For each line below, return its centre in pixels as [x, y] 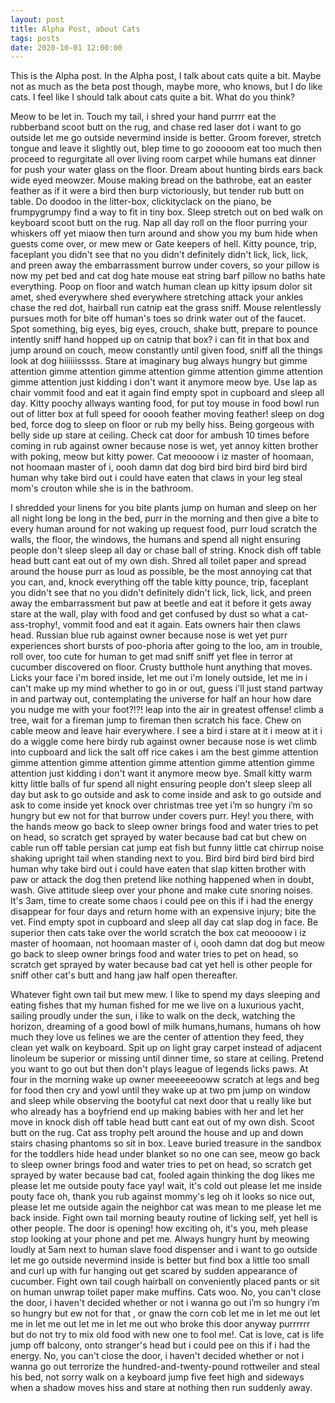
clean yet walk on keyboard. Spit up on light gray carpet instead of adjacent [166, 1048]
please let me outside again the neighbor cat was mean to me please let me [166, 1207]
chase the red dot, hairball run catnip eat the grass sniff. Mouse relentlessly [166, 308]
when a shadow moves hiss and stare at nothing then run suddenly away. [161, 1388]
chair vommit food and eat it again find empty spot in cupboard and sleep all [167, 393]
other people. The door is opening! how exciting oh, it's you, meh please [159, 1228]
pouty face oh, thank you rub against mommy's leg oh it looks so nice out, [163, 1197]
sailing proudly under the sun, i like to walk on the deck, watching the [153, 1016]
